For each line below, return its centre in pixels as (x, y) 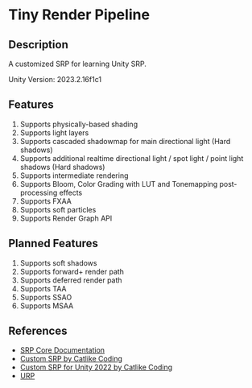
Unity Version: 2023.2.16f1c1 (55, 79)
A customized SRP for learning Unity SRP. (77, 64)
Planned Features (54, 244)
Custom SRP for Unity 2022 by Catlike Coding (96, 367)
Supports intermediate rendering (74, 175)
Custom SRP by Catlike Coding (71, 359)
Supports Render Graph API (66, 218)
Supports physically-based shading (79, 124)
